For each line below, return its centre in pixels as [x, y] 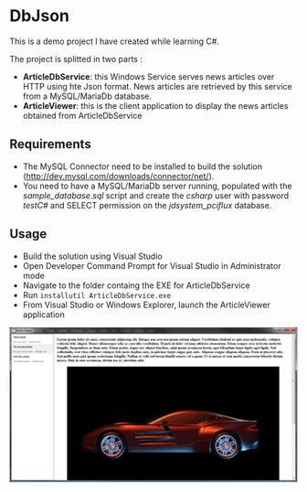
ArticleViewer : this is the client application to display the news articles [155, 105]
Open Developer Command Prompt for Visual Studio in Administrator [152, 265]
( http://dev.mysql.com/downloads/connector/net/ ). [118, 176]
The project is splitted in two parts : [76, 59]
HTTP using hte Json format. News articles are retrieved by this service [157, 86]
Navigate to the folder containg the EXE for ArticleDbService [136, 285]
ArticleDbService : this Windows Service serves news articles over [148, 76]
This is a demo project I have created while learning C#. [114, 41]
